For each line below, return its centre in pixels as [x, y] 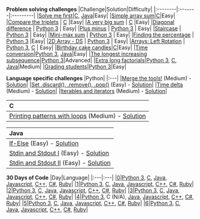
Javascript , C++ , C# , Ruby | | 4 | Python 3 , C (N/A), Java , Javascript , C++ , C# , [100, 197]
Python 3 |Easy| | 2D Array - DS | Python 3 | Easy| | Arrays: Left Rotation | [96, 41]
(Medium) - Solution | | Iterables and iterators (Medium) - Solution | [87, 91]
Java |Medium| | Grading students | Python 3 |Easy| [66, 67]
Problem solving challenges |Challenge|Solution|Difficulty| [79, 9]
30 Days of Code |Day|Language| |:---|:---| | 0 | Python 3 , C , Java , [87, 178]
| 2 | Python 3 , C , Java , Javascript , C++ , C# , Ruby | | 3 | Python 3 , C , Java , [93, 190]
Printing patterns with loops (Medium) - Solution [78, 116]
